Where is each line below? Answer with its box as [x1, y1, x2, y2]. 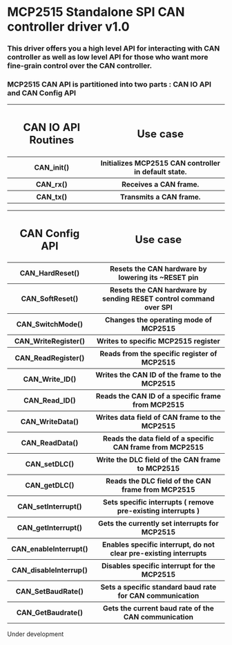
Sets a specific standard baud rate [100, 583, 217, 592]
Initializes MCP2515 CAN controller [100, 158, 221, 168]
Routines [29, 133, 75, 146]
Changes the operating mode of [104, 315, 213, 325]
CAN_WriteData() [20, 417, 79, 427]
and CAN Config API [7, 88, 77, 98]
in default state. [133, 167, 187, 177]
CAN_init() [34, 162, 70, 172]
